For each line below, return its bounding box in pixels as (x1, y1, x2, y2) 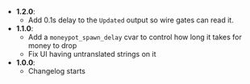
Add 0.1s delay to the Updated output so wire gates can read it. (27, 15, 234, 25)
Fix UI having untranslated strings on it (27, 50, 156, 58)
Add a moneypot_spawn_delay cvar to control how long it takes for (27, 32, 242, 42)
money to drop (27, 41, 77, 50)
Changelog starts (27, 66, 86, 75)
